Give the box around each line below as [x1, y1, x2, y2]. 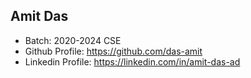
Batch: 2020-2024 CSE [24, 34, 122, 46]
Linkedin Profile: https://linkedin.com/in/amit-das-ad [24, 55, 241, 68]
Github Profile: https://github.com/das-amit [24, 45, 203, 57]
